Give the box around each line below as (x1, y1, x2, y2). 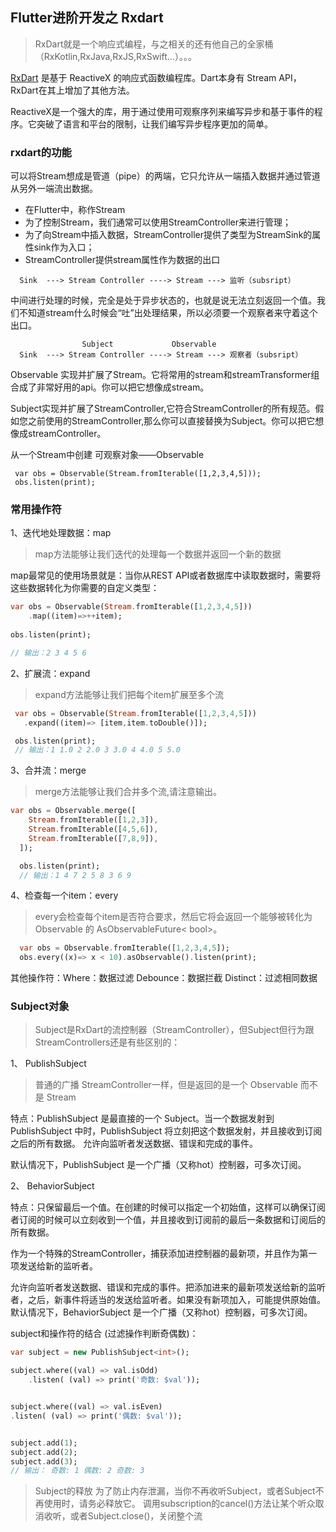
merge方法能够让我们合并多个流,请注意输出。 (34, 786, 223, 798)
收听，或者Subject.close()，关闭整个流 (43, 1510, 203, 1522)
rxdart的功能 (10, 145, 72, 159)
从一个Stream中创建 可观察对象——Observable (10, 449, 205, 461)
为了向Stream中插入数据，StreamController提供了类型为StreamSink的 (24, 229, 313, 241)
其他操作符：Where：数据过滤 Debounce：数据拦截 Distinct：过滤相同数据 (10, 972, 318, 984)
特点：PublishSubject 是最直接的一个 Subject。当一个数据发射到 (10, 1113, 275, 1125)
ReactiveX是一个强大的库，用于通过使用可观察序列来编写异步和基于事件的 (10, 105, 315, 117)
